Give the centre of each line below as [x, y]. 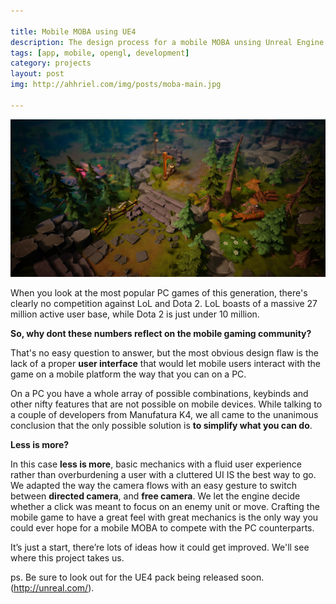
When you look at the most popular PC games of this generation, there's [159, 292]
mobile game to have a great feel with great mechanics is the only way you [164, 517]
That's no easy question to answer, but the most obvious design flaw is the [164, 352]
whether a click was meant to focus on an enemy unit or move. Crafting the [165, 506]
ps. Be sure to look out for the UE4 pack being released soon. [137, 577]
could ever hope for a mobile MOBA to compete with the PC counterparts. [162, 527]
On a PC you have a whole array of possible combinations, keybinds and [159, 393]
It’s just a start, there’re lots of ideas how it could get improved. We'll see [160, 547]
